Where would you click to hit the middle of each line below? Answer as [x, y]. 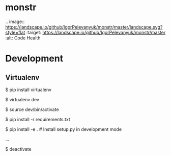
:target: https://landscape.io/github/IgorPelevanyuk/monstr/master [96, 32]
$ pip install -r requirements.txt [38, 119]
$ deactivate [18, 149]
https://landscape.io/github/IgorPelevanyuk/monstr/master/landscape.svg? [84, 27]
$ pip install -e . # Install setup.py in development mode [64, 129]
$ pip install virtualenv [28, 90]
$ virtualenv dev [22, 99]
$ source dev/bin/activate [32, 109]
